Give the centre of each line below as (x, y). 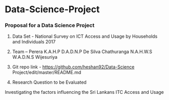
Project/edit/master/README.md (47, 72)
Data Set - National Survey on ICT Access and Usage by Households (85, 36)
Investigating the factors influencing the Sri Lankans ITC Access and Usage (84, 92)
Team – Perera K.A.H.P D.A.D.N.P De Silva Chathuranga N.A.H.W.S (82, 52)
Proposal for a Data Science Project (50, 26)
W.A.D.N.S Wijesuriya (35, 57)
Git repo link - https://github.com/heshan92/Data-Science (73, 67)
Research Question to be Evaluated (49, 82)
